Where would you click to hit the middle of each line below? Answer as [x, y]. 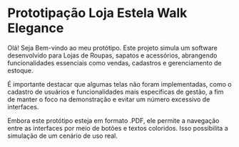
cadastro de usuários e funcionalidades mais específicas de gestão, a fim [116, 92]
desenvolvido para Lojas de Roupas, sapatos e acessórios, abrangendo [112, 55]
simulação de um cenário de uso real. [62, 136]
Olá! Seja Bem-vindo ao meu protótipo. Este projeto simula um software [112, 48]
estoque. [20, 70]
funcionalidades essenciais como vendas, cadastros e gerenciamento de [115, 62]
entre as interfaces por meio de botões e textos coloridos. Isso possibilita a [118, 128]
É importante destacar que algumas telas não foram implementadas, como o [119, 84]
